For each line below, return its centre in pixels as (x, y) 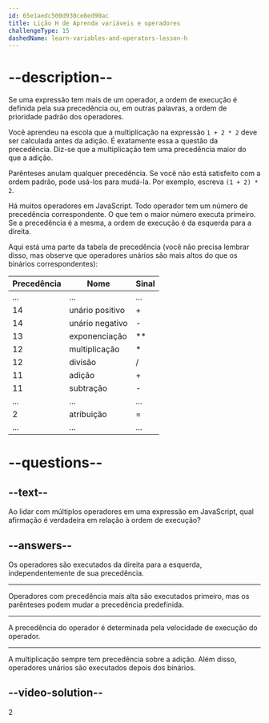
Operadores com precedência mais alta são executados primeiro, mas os (129, 596)
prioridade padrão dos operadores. (66, 117)
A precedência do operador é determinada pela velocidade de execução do (133, 628)
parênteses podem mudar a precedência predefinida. (96, 605)
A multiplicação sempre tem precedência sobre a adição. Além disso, (122, 659)
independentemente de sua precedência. (76, 573)
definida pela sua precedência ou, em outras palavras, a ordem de (118, 108)
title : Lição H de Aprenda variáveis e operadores (94, 23)
